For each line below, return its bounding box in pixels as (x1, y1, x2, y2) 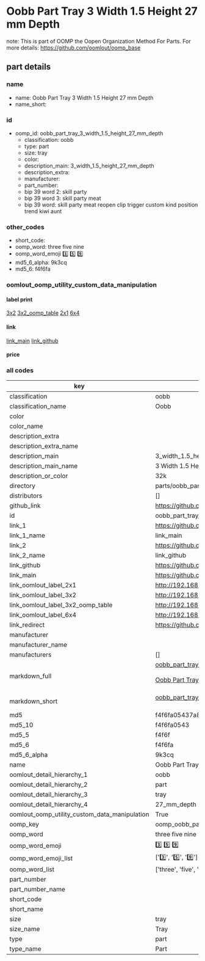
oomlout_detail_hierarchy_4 (9, 800, 88, 809)
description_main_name (9, 462, 78, 470)
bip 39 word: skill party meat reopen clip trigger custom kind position (24, 201, 198, 208)
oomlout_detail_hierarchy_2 (9, 781, 88, 789)
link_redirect (9, 620, 45, 629)
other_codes (6, 223, 45, 231)
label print (6, 295, 33, 303)
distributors (9, 492, 43, 500)
